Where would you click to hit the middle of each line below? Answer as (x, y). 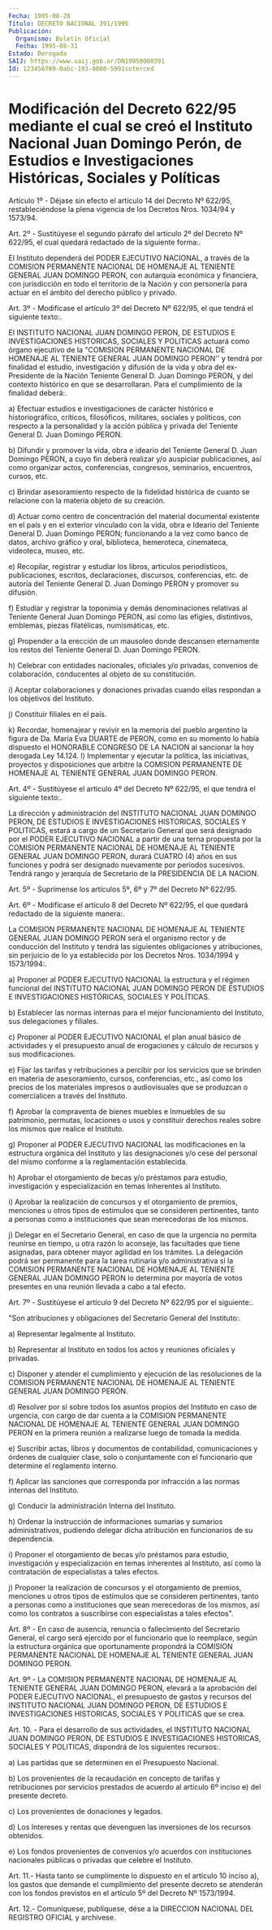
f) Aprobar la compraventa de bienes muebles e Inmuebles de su (117, 1111)
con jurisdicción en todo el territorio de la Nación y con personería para (128, 283)
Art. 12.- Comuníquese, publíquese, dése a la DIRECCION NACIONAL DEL (131, 1908)
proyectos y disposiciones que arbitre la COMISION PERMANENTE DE (125, 764)
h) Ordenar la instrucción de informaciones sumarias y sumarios (116, 1521)
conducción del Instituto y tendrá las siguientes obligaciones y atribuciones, (136, 946)
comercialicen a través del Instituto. (68, 1095)
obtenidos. (26, 1835)
